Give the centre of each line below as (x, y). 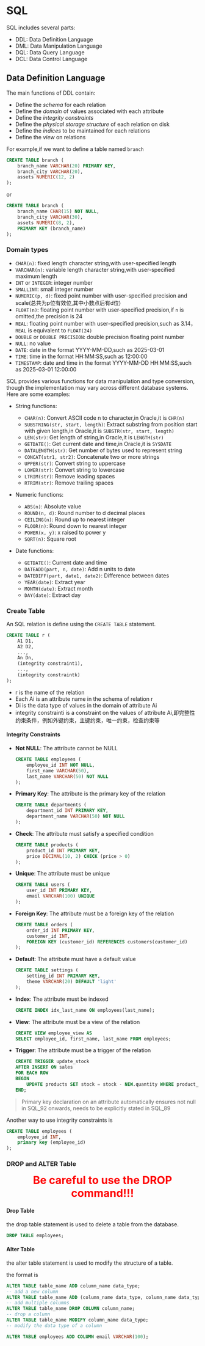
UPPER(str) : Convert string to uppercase (75, 463)
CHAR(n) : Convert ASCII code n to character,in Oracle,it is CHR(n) (104, 418)
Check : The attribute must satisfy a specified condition (85, 833)
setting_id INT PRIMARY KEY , (63, 976)
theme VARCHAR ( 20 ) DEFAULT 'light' (72, 982)
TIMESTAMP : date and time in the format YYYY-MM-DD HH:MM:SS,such (103, 363)
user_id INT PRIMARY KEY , (59, 891)
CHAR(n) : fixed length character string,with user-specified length (96, 263)
